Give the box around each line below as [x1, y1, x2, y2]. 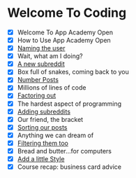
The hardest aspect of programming [17, 100, 122, 108]
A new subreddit [17, 60, 65, 68]
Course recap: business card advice [17, 163, 122, 171]
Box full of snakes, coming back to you [17, 68, 129, 76]
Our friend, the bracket [17, 115, 84, 123]
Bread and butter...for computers [17, 146, 112, 155]
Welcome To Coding [7, 5, 127, 21]
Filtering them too [17, 139, 68, 147]
